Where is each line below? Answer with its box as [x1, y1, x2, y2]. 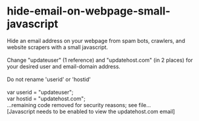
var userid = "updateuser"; [7, 88, 74, 96]
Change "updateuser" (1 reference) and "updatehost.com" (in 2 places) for [7, 56, 193, 64]
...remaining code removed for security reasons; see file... [7, 101, 151, 108]
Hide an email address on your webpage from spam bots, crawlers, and [7, 37, 185, 44]
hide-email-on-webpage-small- [7, 4, 171, 18]
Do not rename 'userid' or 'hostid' [7, 76, 91, 83]
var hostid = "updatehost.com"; [7, 95, 86, 102]
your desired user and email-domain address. [7, 62, 120, 70]
